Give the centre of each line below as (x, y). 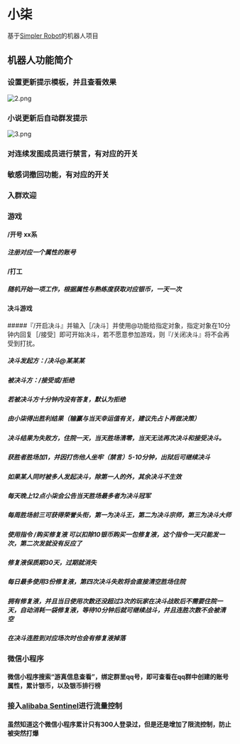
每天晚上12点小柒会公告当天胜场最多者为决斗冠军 (79, 496)
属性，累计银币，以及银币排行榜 (54, 686)
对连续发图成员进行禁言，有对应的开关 (73, 154)
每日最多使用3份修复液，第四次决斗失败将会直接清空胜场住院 (97, 582)
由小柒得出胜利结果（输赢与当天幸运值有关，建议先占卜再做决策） (104, 419)
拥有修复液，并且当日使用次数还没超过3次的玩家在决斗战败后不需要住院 (112, 601)
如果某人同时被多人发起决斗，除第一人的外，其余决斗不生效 (94, 477)
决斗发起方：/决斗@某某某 (46, 361)
